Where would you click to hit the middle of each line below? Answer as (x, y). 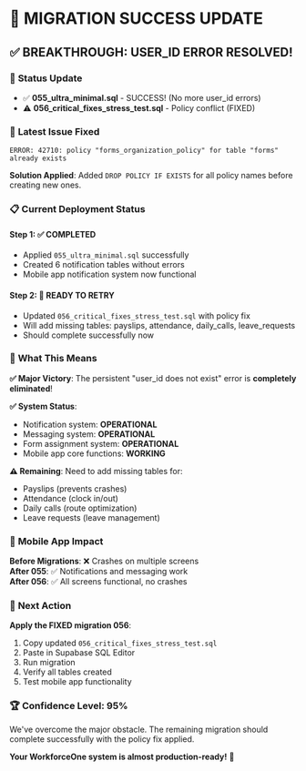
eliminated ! (31, 388)
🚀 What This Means (53, 359)
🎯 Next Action (41, 606)
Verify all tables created (67, 672)
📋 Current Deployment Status (77, 209)
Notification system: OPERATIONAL (90, 424)
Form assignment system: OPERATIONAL (101, 443)
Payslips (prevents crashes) (75, 488)
